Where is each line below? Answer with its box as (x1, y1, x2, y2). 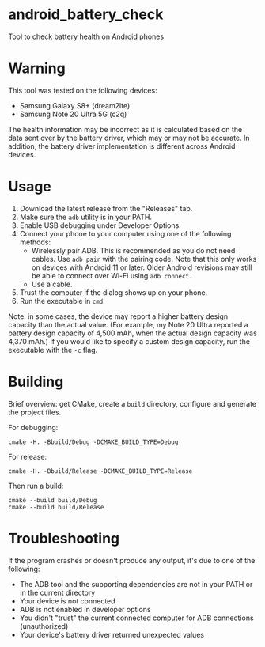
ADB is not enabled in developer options (19, 604, 152, 614)
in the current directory (19, 588, 96, 597)
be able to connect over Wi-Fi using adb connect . (31, 271, 191, 280)
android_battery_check (8, 6, 164, 24)
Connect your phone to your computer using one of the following (19, 229, 232, 238)
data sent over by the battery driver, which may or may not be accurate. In (8, 133, 251, 142)
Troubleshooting (8, 529, 120, 547)
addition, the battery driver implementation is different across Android (8, 141, 236, 151)
